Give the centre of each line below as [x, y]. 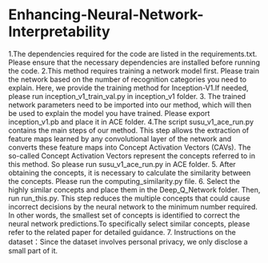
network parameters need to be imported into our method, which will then [130, 105]
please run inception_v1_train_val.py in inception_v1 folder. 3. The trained [127, 96]
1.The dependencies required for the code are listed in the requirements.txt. [133, 54]
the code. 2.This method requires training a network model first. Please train [134, 70]
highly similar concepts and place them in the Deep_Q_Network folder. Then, [134, 189]
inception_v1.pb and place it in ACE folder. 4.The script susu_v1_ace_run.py [131, 122]
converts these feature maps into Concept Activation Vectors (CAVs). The [130, 147]
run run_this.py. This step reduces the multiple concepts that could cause [129, 198]
